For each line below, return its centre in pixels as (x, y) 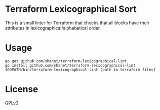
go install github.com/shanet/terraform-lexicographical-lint (70, 65)
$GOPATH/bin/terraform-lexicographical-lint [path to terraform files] (80, 70)
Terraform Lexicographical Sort (71, 9)
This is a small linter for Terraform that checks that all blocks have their (77, 23)
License (22, 89)
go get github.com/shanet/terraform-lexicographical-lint (66, 61)
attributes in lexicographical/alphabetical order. (53, 28)
